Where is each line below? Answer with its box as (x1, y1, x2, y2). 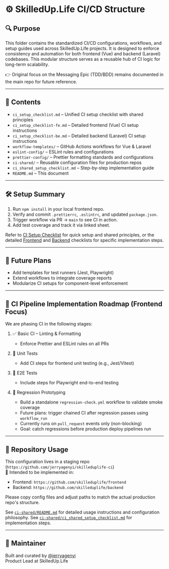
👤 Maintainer (5, 539, 46, 548)
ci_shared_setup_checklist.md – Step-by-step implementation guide (12, 165, 154, 171)
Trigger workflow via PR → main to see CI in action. (12, 216, 118, 222)
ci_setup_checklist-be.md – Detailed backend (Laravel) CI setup (12, 132, 146, 139)
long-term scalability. (5, 61, 49, 67)
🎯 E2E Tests (12, 370, 38, 376)
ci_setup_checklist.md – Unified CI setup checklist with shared (12, 111, 143, 117)
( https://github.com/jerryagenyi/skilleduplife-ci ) (5, 464, 115, 470)
